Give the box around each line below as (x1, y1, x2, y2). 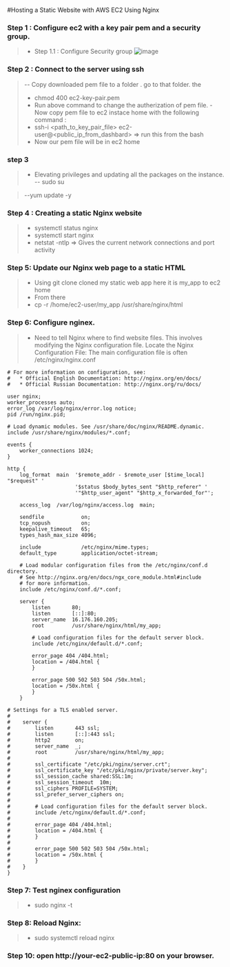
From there (34, 293, 66, 302)
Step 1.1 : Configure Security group (34, 48, 133, 56)
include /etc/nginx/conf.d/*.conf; (19, 586, 122, 593)
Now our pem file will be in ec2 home (34, 137, 140, 145)
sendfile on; (19, 513, 91, 520)
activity (34, 246, 56, 254)
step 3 (7, 154, 29, 164)
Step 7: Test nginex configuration (7, 885, 121, 895)
